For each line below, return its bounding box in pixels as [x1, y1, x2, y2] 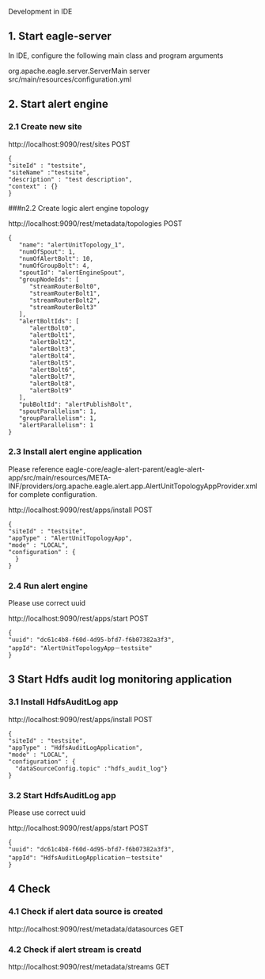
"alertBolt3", [28, 345, 77, 353]
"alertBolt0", [28, 324, 77, 332]
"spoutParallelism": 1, [18, 407, 97, 415]
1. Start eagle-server [8, 29, 112, 43]
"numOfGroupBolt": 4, [18, 262, 90, 270]
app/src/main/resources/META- [8, 472, 112, 482]
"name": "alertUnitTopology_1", [18, 241, 126, 249]
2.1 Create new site [8, 121, 83, 132]
